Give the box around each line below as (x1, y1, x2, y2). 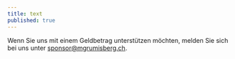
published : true (7, 17, 55, 24)
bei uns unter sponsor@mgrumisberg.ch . (7, 44, 128, 52)
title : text (7, 10, 43, 18)
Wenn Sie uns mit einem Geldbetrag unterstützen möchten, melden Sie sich (7, 36, 229, 44)
